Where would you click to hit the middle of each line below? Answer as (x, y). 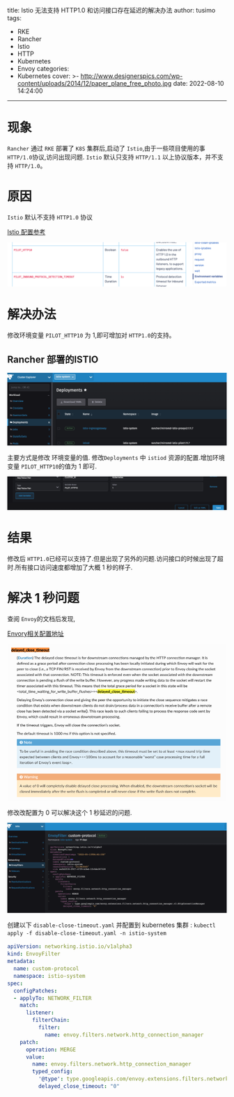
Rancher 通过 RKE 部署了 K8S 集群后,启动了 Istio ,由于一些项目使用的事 (106, 148)
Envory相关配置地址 (36, 634)
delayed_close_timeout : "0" (79, 1087)
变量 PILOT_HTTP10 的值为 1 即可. (52, 466)
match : (29, 1006)
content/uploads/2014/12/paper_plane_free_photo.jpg (94, 83)
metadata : (22, 961)
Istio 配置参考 (26, 231)
